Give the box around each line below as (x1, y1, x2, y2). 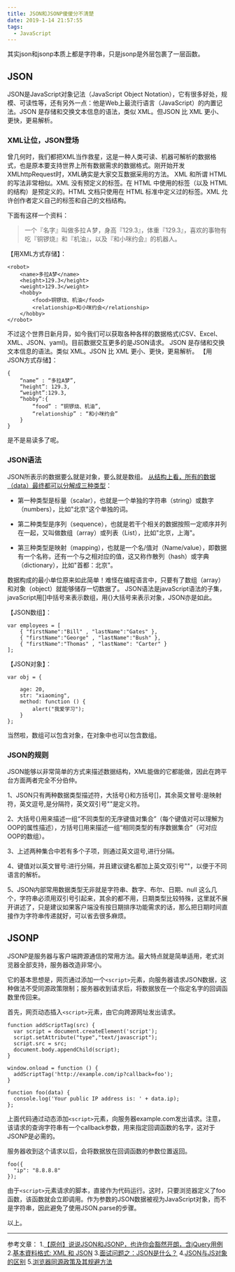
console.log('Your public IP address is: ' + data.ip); (13, 1095, 180, 1102)
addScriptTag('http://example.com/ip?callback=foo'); (13, 1070, 173, 1077)
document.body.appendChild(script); (13, 1046, 120, 1053)
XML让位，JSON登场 (7, 135, 79, 145)
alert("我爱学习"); (32, 705, 85, 712)
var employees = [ (7, 622, 61, 629)
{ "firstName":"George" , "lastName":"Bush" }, (20, 634, 161, 641)
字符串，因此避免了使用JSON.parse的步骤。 (13, 1203, 141, 1212)
